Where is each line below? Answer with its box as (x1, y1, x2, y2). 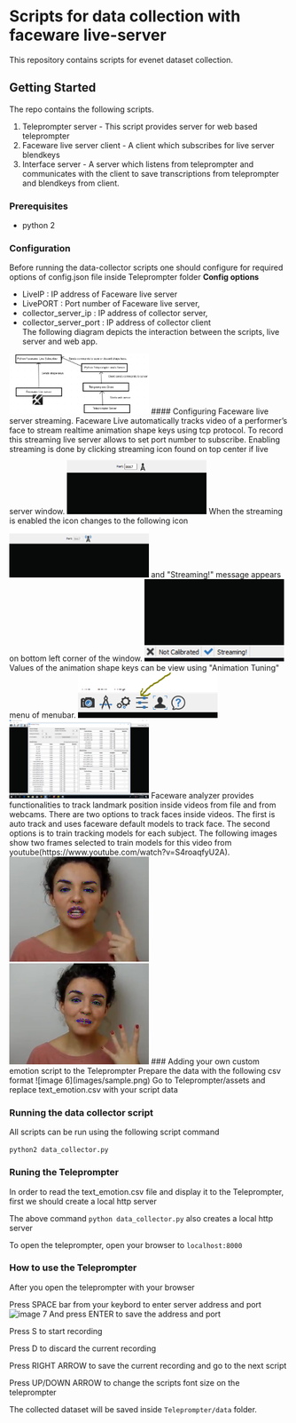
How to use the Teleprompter (9, 1261, 137, 1274)
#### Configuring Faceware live (150, 406, 269, 417)
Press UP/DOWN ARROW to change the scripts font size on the (9, 1377, 240, 1387)
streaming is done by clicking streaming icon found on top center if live (9, 444, 269, 455)
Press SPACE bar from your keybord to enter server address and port (9, 1299, 261, 1309)
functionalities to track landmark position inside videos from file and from (9, 799, 277, 810)
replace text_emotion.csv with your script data (9, 1084, 179, 1094)
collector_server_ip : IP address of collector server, (21, 308, 208, 319)
